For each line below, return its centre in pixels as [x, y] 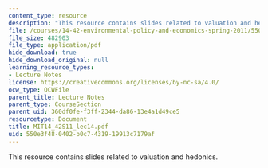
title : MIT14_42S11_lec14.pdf [59, 127]
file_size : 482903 [39, 38]
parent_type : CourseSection [55, 104]
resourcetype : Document [48, 119]
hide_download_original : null [59, 61]
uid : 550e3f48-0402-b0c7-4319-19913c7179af [82, 134]
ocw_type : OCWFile [39, 90]
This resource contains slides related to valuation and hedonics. [113, 157]
